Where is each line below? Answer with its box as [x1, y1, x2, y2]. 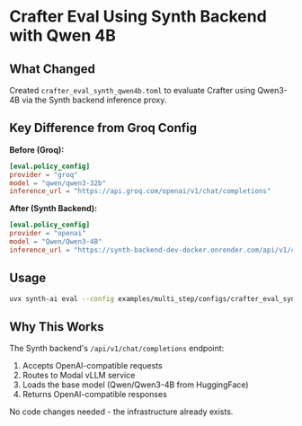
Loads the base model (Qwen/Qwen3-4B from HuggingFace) [22, 379, 249, 390]
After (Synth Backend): [9, 203, 97, 214]
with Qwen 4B [9, 25, 117, 46]
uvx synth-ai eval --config [9, 294, 115, 303]
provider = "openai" [9, 229, 87, 238]
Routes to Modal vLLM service [22, 370, 136, 381]
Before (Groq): [9, 144, 65, 155]
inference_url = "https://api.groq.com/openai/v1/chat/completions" [9, 187, 271, 196]
